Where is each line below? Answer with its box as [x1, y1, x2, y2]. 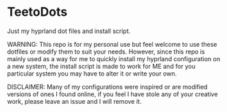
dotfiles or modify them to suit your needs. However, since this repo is [7, 47, 205, 56]
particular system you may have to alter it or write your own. [7, 69, 177, 78]
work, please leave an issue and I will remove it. [7, 97, 142, 105]
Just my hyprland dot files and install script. [7, 27, 131, 35]
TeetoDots [7, 4, 68, 20]
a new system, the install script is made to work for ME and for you [7, 62, 196, 70]
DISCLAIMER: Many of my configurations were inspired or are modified [7, 82, 208, 91]
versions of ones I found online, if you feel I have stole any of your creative [7, 90, 218, 98]
